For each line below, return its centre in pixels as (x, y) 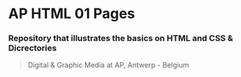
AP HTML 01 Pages (72, 14)
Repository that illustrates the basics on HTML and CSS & (121, 38)
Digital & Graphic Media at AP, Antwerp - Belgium (108, 65)
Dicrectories (33, 48)
